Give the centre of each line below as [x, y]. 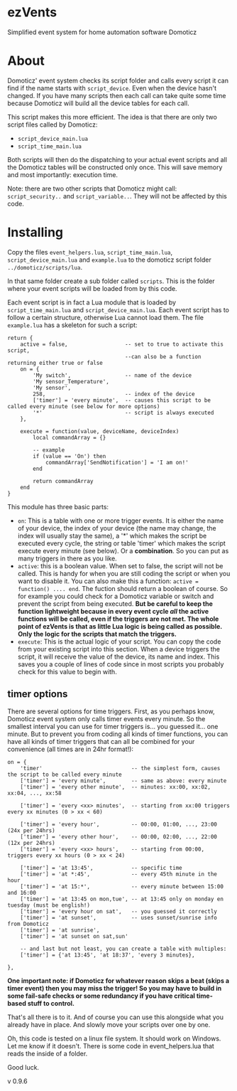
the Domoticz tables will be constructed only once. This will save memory [115, 167]
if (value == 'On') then [70, 456]
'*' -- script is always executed [123, 413]
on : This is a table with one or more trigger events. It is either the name [121, 521]
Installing [35, 233]
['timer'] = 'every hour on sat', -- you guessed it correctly [119, 911]
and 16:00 [22, 893]
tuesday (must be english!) [49, 905]
